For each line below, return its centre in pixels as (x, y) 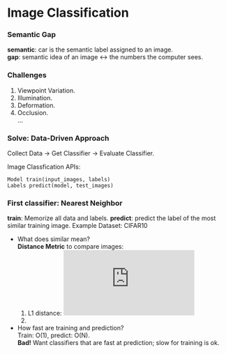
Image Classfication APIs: (44, 167)
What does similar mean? (54, 239)
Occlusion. (33, 112)
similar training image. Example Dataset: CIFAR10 (77, 226)
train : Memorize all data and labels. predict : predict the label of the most (112, 218)
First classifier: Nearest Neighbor (65, 203)
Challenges (27, 75)
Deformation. (36, 105)
